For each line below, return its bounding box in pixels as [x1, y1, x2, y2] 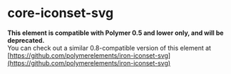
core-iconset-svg [7, 5, 114, 21]
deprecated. [7, 36, 45, 44]
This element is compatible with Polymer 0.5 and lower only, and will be [7, 28, 224, 37]
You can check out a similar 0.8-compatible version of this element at [7, 43, 212, 52]
